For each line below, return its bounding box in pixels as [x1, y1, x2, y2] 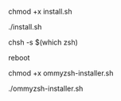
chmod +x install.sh [8, 7, 73, 16]
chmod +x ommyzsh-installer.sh [8, 68, 114, 78]
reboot [8, 53, 30, 62]
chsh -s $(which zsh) [8, 37, 78, 47]
